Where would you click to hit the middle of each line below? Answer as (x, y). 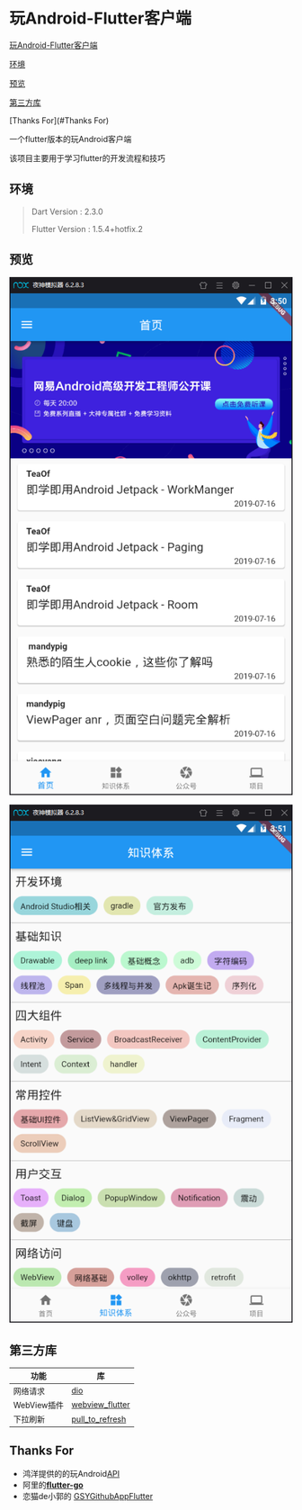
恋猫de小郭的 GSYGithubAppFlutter (88, 1496)
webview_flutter (101, 1405)
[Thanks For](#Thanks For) (59, 120)
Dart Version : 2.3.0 (67, 211)
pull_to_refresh (99, 1419)
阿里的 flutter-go (53, 1485)
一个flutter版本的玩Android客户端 (71, 139)
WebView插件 (39, 1405)
